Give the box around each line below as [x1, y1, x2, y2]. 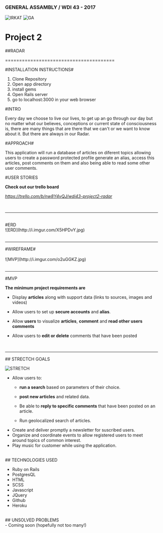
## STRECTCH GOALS [5, 356, 50, 362]
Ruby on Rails [12, 467, 40, 472]
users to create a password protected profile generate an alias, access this [5, 155, 155, 161]
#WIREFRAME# [5, 246, 36, 252]
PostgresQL [12, 472, 36, 478]
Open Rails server [12, 92, 48, 97]
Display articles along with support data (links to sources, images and [12, 294, 152, 300]
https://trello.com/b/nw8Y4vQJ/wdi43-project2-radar [5, 194, 113, 199]
